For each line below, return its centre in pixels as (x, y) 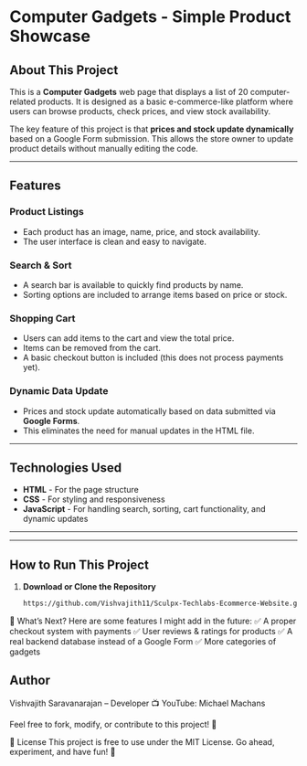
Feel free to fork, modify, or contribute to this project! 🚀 (113, 724)
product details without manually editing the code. (104, 149)
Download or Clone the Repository (90, 587)
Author (30, 681)
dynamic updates (55, 519)
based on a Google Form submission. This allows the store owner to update (152, 138)
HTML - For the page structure (80, 490)
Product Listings (47, 212)
